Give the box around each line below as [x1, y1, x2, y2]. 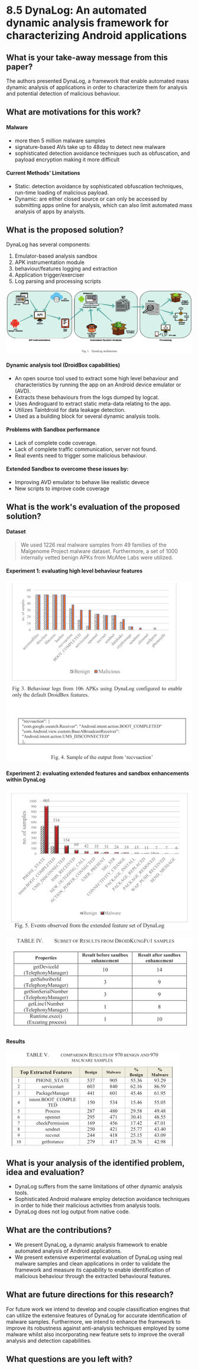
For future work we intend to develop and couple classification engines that [6, 1305, 190, 1312]
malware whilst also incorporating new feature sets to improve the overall [6, 1330, 185, 1338]
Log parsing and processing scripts [14, 277, 102, 285]
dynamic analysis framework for [6, 16, 169, 30]
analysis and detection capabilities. [6, 1337, 92, 1344]
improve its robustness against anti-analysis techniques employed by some [6, 1324, 190, 1331]
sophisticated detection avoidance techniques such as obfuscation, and [14, 150, 190, 157]
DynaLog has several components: [6, 241, 91, 248]
